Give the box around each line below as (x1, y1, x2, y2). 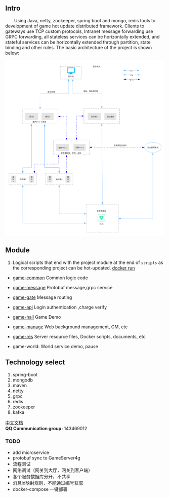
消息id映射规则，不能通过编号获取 (12, 480, 83, 486)
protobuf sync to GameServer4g (12, 454, 80, 461)
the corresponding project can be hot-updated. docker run (12, 264, 135, 271)
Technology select (5, 358, 65, 367)
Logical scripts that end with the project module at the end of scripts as (12, 259, 163, 265)
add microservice (12, 449, 50, 455)
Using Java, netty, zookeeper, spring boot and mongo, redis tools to (14, 17, 156, 23)
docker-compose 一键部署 (12, 486, 68, 492)
